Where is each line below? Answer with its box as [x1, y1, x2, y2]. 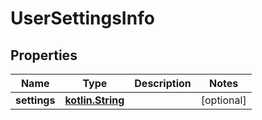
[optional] [200, 93, 247, 107]
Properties [10, 47, 78, 64]
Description [134, 77, 192, 90]
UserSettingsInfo [10, 7, 155, 30]
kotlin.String [64, 93, 125, 107]
